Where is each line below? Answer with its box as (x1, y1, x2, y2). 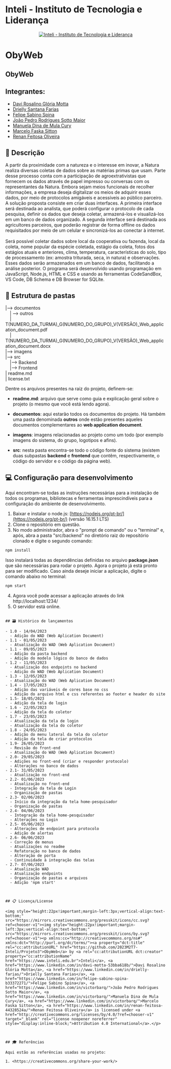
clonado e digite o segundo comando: (12, 537, 93, 544)
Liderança (5, 14, 49, 26)
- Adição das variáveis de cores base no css (10, 687, 109, 692)
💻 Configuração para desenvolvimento (5, 473, 133, 482)
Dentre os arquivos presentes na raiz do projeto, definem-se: (5, 386, 134, 392)
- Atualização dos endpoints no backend (10, 664, 97, 670)
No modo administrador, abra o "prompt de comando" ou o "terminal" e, (12, 527, 165, 533)
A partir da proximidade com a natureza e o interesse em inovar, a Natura (5, 162, 159, 168)
